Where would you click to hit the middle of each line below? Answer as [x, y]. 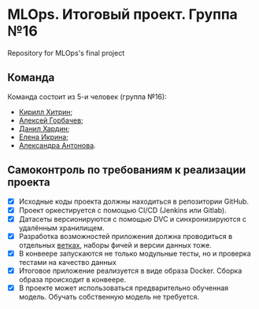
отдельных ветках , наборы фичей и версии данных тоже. [115, 245]
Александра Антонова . [57, 145]
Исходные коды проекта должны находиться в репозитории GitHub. [134, 201]
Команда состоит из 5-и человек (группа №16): [87, 97]
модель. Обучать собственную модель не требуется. [109, 297]
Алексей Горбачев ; [51, 120]
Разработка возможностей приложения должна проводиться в [126, 236]
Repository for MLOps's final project [66, 53]
